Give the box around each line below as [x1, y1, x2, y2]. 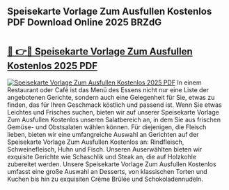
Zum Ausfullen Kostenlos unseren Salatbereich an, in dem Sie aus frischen [7, 115, 221, 124]
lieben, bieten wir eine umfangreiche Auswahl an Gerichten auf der [7, 131, 200, 138]
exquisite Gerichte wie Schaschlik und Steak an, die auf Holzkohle [7, 153, 197, 161]
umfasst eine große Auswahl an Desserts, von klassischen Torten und [7, 168, 207, 175]
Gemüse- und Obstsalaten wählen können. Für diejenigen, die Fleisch [7, 123, 207, 131]
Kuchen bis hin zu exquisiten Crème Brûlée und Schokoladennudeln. [7, 175, 203, 183]
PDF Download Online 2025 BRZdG [7, 17, 162, 29]
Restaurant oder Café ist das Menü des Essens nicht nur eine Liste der [7, 86, 210, 94]
